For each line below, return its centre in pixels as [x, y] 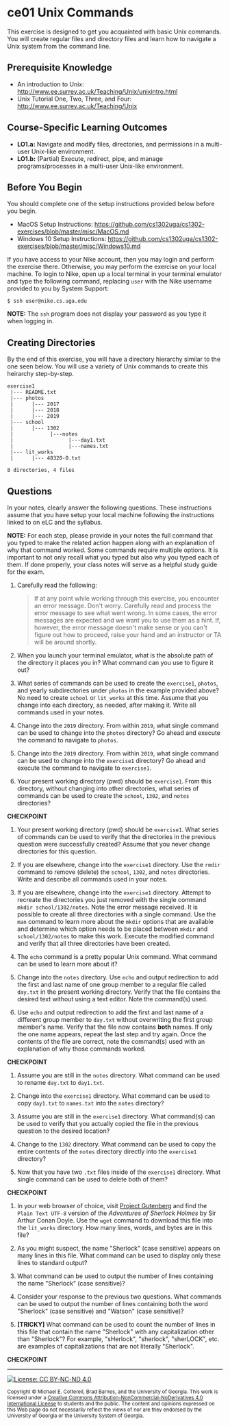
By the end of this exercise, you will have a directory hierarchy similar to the [114, 359]
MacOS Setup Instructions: [55, 225]
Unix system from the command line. [59, 46]
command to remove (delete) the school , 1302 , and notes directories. [113, 872]
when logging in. [30, 321]
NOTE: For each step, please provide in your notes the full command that [110, 535]
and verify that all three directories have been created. [94, 943]
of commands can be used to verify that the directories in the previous [116, 837]
